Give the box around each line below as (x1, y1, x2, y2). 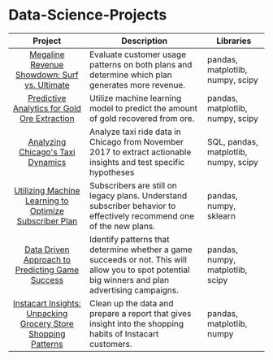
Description (121, 35, 168, 46)
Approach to (23, 254, 71, 265)
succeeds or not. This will (89, 254, 187, 265)
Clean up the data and (89, 297, 174, 309)
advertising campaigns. (89, 284, 179, 296)
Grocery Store (19, 318, 75, 329)
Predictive (28, 92, 67, 103)
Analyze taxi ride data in (89, 126, 181, 137)
